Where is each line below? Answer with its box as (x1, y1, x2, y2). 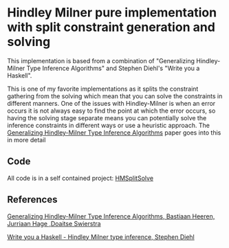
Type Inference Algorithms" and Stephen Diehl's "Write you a (26, 64, 200, 72)
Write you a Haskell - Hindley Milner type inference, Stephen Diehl (7, 232, 195, 241)
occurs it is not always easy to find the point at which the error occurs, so (7, 106, 216, 115)
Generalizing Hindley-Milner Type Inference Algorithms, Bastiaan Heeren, (7, 212, 215, 221)
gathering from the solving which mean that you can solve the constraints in (7, 91, 223, 100)
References (7, 194, 58, 205)
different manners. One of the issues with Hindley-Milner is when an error (7, 99, 216, 107)
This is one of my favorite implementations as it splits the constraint (7, 84, 199, 93)
